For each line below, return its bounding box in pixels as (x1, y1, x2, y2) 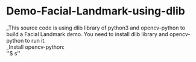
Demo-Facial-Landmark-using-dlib (6, 4, 185, 18)
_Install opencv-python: (6, 43, 65, 51)
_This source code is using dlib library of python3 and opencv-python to (6, 24, 186, 31)
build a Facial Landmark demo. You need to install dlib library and (6, 30, 169, 37)
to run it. (25, 37, 46, 44)
